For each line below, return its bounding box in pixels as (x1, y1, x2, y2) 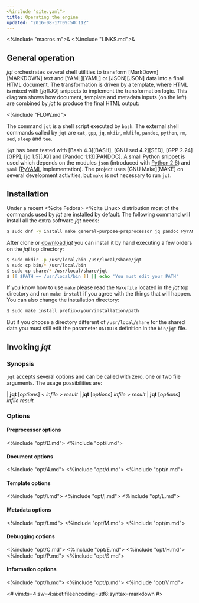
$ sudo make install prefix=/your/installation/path (6, 308, 139, 314)
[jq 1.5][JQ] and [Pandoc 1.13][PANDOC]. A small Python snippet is (24, 153, 185, 160)
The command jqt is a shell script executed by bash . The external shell (6, 123, 179, 130)
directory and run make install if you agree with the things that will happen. (6, 290, 191, 297)
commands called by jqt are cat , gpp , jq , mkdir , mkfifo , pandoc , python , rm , (6, 129, 187, 136)
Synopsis (6, 359, 34, 368)
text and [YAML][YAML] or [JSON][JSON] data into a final (44, 75, 184, 82)
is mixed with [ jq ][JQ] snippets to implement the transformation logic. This (6, 87, 188, 94)
